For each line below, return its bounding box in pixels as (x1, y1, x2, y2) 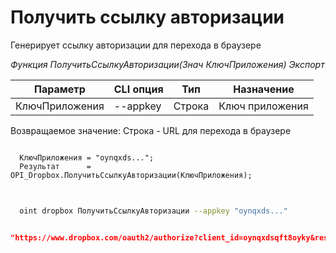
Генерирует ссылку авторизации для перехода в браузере (10, 39, 262, 51)
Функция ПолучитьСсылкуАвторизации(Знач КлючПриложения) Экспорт (10, 58, 325, 70)
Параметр (34, 82, 86, 96)
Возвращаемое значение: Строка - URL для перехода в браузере (10, 124, 292, 136)
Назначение (233, 82, 295, 96)
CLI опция (113, 82, 164, 96)
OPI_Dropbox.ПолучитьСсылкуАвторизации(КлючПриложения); (10, 170, 253, 180)
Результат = (19, 161, 92, 171)
